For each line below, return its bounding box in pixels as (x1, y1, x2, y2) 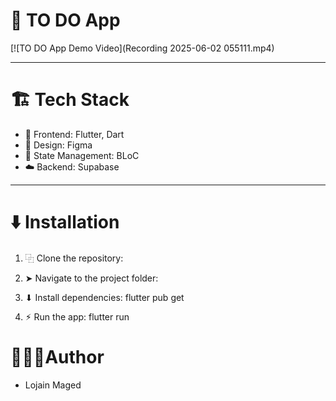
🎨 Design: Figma (24, 139, 93, 151)
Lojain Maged (24, 379, 82, 391)
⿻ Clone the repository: (24, 252, 124, 264)
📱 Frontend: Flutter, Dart (24, 128, 125, 140)
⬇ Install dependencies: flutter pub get (24, 291, 185, 303)
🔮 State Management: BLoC (24, 149, 140, 161)
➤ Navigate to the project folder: (24, 272, 159, 284)
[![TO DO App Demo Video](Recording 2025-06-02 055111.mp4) (10, 42, 275, 54)
